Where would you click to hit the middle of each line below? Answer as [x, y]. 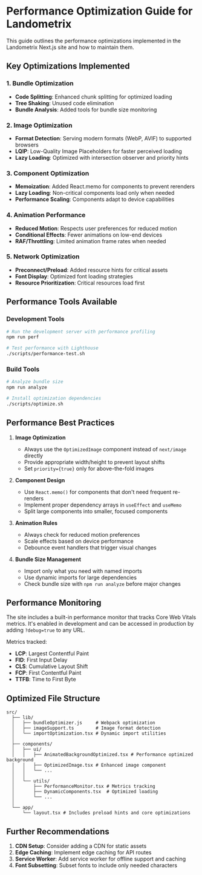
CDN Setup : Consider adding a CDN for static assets [81, 846]
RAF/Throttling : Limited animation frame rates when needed [90, 241]
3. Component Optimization [48, 173]
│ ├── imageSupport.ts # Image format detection [86, 728]
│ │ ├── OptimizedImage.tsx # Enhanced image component [89, 765]
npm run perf [23, 337]
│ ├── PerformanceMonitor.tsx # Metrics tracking [83, 787]
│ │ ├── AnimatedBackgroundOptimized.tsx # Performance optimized [103, 755]
